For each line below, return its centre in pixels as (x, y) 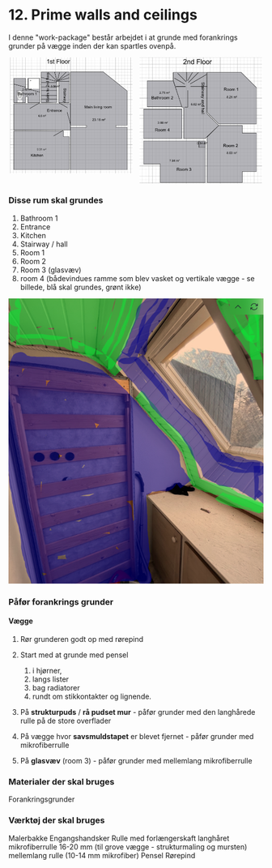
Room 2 (33, 261)
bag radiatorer (56, 687)
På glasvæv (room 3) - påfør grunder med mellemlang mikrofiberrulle (136, 760)
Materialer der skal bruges (62, 781)
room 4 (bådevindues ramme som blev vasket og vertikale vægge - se (137, 278)
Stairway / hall (44, 244)
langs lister (51, 679)
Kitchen (33, 235)
